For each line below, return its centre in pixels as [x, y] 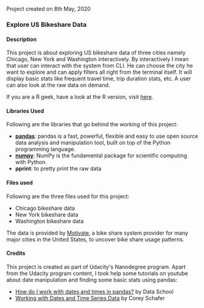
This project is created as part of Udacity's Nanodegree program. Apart [96, 267]
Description [22, 39]
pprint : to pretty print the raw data [58, 169]
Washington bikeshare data [49, 221]
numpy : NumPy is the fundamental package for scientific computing [101, 156]
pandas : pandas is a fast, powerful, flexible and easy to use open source [107, 136]
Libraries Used [25, 111]
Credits [16, 253]
